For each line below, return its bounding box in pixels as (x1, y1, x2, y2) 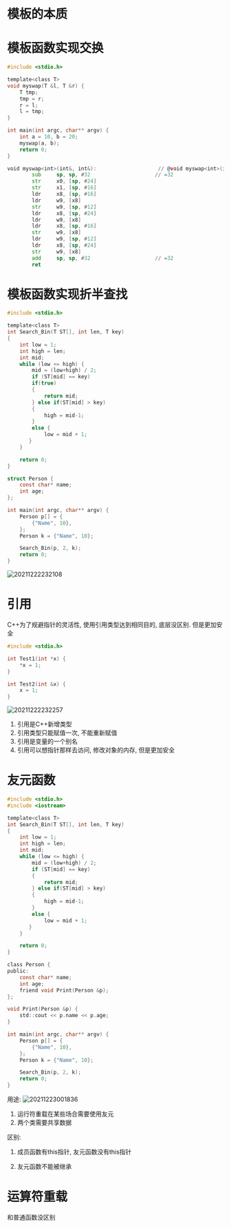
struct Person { (7, 475, 54, 482)
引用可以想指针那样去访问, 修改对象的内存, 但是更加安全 (16, 746, 175, 755)
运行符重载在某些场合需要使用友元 (16, 1110, 114, 1118)
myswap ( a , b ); (19, 139, 60, 147)
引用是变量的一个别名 (16, 737, 78, 746)
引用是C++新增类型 (16, 720, 72, 728)
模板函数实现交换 (7, 41, 104, 56)
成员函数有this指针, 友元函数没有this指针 (16, 1148, 132, 1156)
